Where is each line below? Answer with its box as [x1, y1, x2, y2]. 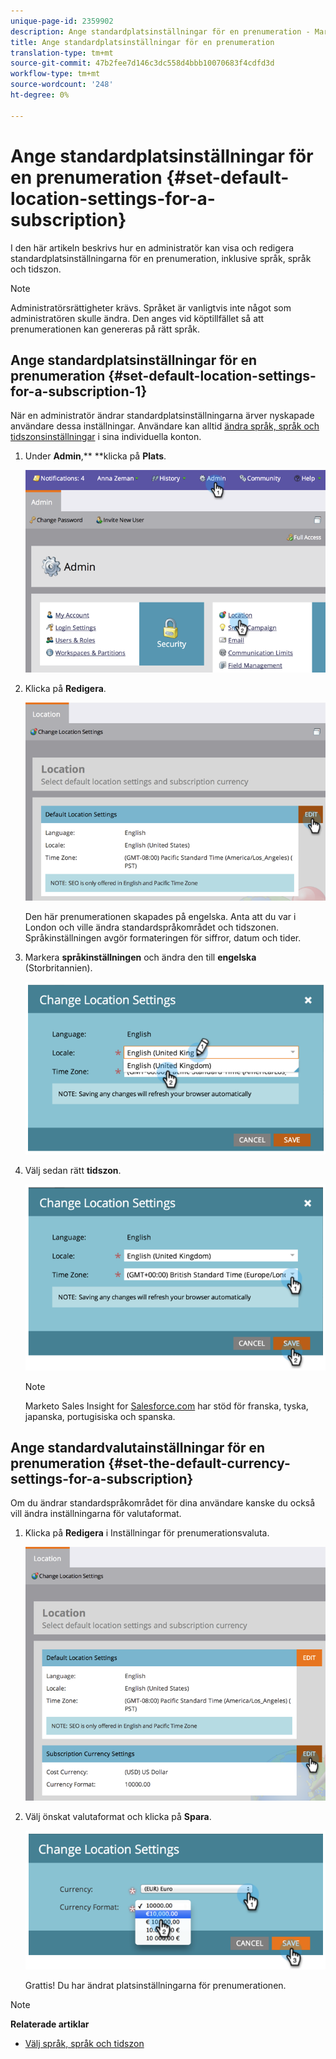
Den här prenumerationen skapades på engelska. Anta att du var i [24, 910, 297, 922]
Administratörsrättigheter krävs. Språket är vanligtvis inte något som [10, 301, 292, 314]
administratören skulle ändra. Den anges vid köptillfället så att [10, 312, 265, 324]
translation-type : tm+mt [10, 48, 114, 58]
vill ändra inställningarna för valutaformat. [10, 1508, 182, 1520]
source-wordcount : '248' [10, 80, 114, 90]
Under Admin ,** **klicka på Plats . [24, 450, 167, 462]
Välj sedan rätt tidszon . [24, 1165, 122, 1177]
